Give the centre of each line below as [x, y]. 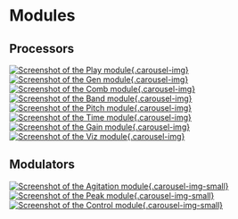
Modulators [42, 165]
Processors [42, 49]
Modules [42, 16]
